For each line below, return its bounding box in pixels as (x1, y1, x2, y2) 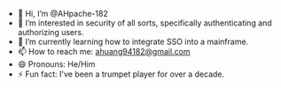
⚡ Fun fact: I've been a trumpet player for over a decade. (17, 69, 225, 79)
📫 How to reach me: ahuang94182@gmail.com (17, 47, 191, 56)
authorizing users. (17, 27, 84, 37)
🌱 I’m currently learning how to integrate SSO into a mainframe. (17, 36, 249, 47)
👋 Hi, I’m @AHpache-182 (17, 9, 108, 18)
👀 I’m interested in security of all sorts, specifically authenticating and (17, 18, 272, 28)
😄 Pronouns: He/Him (17, 59, 96, 70)
